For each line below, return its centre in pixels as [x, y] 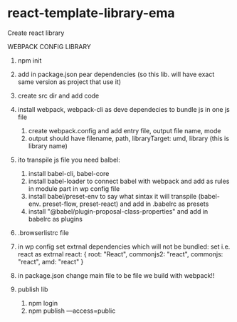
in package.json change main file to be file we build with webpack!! [116, 275]
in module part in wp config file [74, 188]
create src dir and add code [58, 95]
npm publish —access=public [72, 311]
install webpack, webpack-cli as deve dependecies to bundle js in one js [123, 109]
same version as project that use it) [69, 82]
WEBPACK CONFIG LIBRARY [49, 46]
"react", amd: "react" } [51, 261]
